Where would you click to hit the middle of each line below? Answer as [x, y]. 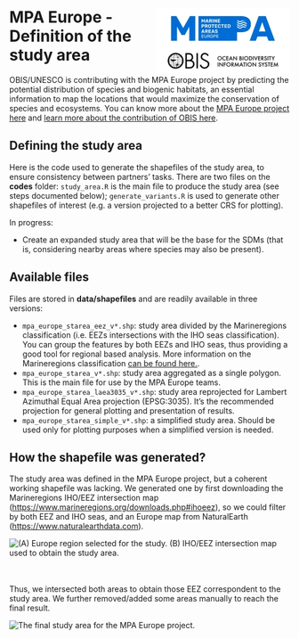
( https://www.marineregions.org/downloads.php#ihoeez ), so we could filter [148, 507]
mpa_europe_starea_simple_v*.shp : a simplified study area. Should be [149, 420]
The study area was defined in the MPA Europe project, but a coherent [138, 479]
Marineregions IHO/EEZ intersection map [84, 498]
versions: [26, 308]
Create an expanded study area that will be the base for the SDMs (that [153, 240]
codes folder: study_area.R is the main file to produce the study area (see [144, 186]
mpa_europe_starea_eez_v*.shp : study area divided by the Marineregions [154, 325]
